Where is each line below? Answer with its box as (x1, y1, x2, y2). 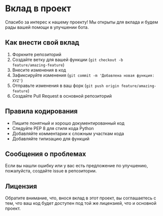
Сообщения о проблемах (5, 150, 87, 158)
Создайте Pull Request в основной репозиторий (12, 93, 112, 99)
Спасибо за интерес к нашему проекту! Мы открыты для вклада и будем (5, 19, 158, 25)
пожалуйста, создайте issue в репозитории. (5, 168, 97, 174)
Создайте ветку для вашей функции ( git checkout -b (12, 57, 123, 63)
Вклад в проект (5, 3, 71, 14)
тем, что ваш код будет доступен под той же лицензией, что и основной (5, 200, 157, 206)
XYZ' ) (12, 77, 23, 83)
